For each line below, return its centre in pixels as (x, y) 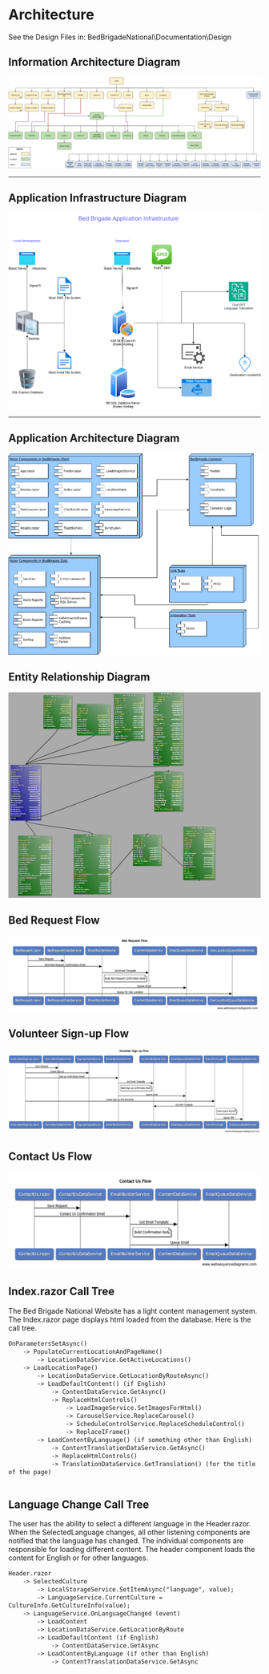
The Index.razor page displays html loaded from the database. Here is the (130, 1319)
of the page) (30, 1472)
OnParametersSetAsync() (48, 1343)
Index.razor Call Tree (61, 1292)
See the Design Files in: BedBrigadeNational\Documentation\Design (120, 37)
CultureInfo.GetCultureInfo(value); (69, 1606)
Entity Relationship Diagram (79, 677)
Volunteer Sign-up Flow (69, 1033)
